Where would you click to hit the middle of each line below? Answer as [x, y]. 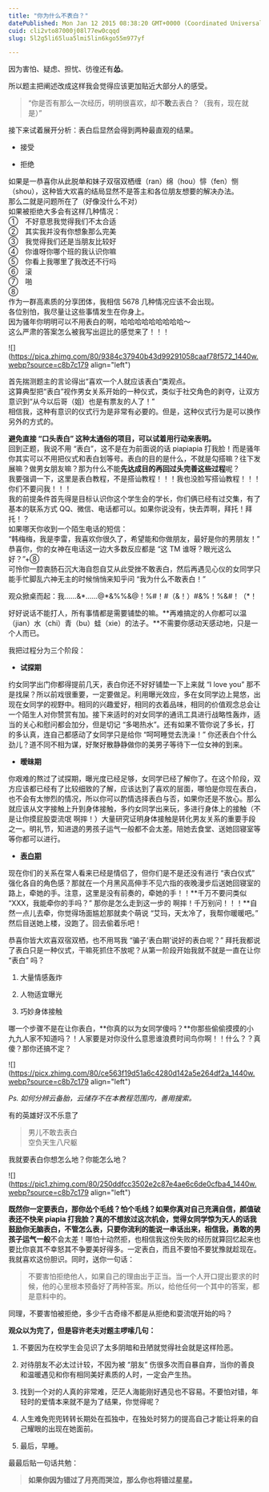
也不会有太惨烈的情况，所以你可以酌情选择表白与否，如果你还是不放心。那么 [134, 799]
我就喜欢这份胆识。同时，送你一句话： [71, 1259]
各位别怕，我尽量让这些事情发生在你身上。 [78, 312]
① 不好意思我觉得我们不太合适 [62, 222]
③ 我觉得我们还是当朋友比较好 [62, 242]
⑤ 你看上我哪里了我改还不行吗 [62, 262]
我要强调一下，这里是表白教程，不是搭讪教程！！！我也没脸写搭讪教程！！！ [134, 479]
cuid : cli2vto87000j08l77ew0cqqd [64, 30]
